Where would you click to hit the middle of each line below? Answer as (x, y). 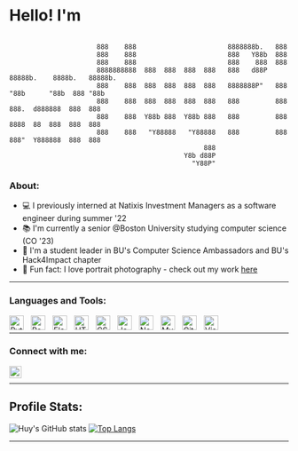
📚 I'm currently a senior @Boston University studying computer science (154, 228)
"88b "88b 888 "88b (57, 93)
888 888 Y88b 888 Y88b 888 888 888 (192, 116)
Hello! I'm (45, 16)
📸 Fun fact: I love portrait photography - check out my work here (140, 269)
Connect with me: (48, 352)
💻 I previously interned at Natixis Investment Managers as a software (149, 206)
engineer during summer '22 (74, 218)
